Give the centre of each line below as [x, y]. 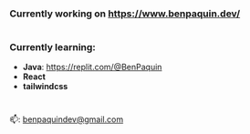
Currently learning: [52, 47]
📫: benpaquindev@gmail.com [67, 119]
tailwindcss [45, 87]
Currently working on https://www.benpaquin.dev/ [125, 14]
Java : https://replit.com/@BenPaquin [92, 67]
